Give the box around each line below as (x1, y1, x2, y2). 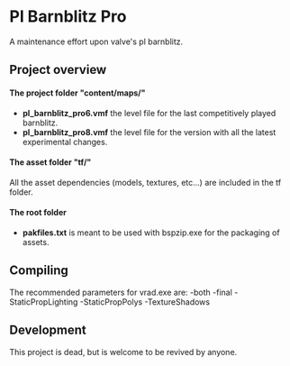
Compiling (9, 263, 69, 279)
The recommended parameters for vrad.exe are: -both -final (9, 287, 232, 297)
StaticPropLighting (9, 296, 78, 307)
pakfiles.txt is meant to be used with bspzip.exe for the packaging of (22, 227, 281, 238)
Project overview (9, 62, 107, 78)
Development (9, 323, 87, 338)
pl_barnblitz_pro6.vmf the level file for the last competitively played (22, 107, 276, 118)
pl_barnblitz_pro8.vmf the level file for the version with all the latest (22, 126, 276, 137)
